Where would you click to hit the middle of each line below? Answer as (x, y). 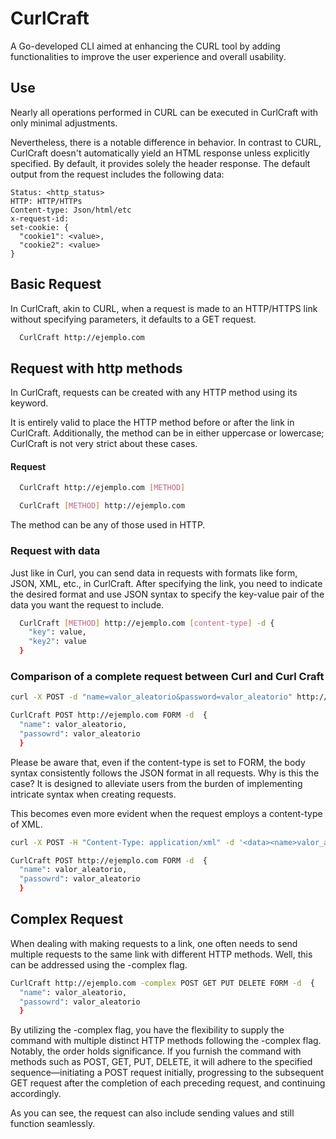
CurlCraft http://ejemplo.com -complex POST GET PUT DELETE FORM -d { (162, 983)
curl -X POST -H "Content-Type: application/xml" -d (122, 842)
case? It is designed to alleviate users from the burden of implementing (156, 783)
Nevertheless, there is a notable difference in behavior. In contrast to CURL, (166, 142)
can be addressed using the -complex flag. (99, 964)
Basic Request (56, 284)
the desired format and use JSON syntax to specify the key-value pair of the (167, 594)
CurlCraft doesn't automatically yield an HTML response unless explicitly (160, 153)
